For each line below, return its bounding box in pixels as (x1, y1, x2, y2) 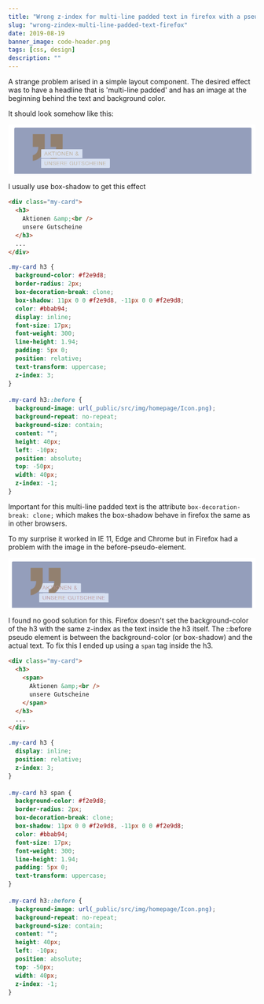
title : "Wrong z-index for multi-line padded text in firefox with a (8, 13, 241, 20)
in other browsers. (8, 519, 68, 528)
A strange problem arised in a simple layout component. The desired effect (8, 77, 251, 86)
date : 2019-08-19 (8, 29, 65, 37)
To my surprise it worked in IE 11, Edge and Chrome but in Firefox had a (8, 534, 238, 543)
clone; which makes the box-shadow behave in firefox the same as (32, 510, 251, 519)
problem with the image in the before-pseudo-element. (8, 542, 187, 552)
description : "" (8, 54, 61, 62)
